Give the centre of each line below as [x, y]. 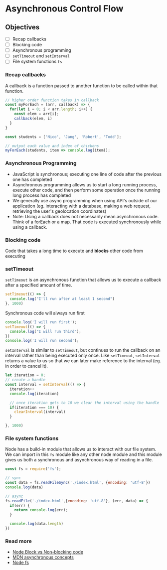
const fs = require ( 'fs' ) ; [33, 469]
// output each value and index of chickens [52, 146]
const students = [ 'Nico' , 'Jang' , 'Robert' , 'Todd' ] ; [63, 137]
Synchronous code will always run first [45, 313]
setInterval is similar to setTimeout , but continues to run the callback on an [83, 350]
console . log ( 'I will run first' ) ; [41, 322]
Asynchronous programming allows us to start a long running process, [84, 184]
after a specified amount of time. [39, 285]
